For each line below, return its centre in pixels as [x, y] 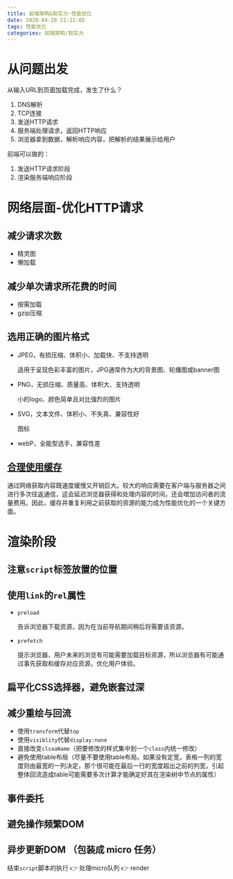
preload [28, 613]
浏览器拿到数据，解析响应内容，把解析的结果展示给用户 [96, 139]
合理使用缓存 [35, 468]
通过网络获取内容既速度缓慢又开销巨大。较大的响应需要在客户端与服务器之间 [116, 485]
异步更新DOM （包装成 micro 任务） [84, 850]
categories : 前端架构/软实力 [46, 33]
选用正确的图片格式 [48, 337]
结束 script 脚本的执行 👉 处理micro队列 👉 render [78, 868]
